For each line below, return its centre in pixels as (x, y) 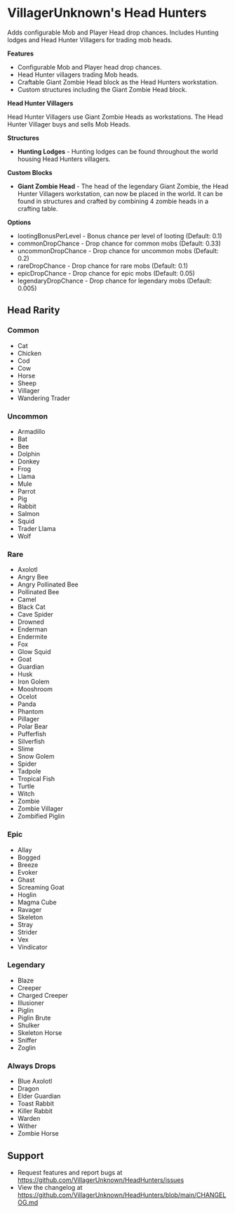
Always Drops (32, 1065)
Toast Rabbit (35, 1104)
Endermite (32, 637)
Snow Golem (36, 757)
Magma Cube (37, 902)
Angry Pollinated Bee (48, 584)
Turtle (26, 786)
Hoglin (27, 894)
